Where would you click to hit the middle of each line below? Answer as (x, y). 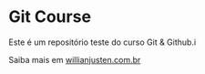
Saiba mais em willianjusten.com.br (75, 59)
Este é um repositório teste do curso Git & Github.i (102, 42)
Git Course (50, 17)
